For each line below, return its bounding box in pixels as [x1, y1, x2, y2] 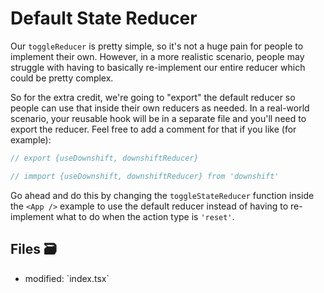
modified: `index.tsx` [24, 272, 110, 284]
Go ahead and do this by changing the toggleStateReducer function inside [10, 189, 315, 201]
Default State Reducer [10, 7, 198, 30]
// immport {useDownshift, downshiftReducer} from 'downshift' [10, 171, 280, 181]
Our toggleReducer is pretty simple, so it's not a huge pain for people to [10, 40, 304, 52]
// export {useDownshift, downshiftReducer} [10, 153, 199, 163]
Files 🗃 [10, 241, 57, 258]
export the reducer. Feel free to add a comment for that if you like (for [10, 123, 297, 135]
